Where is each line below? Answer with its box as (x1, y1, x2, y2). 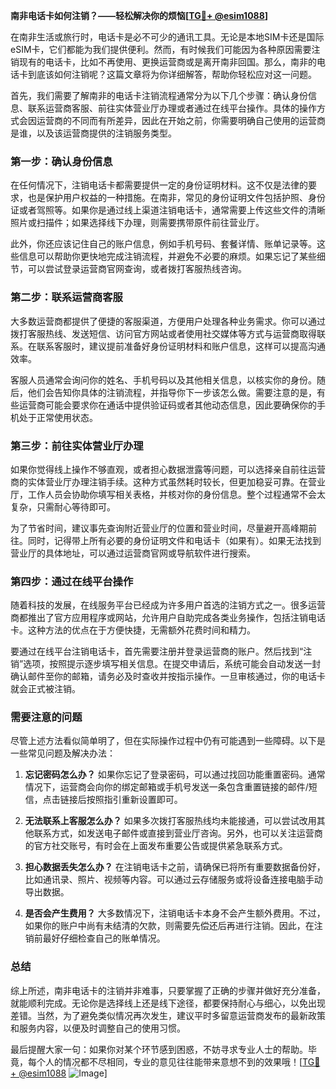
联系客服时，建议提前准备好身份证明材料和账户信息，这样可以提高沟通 (36, 340, 326, 352)
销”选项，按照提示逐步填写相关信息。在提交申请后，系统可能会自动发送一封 (10, 658, 322, 670)
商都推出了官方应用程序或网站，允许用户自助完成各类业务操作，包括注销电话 (10, 612, 326, 624)
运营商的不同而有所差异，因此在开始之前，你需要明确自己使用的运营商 (36, 115, 326, 126)
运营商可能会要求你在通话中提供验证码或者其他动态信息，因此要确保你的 (18, 399, 317, 411)
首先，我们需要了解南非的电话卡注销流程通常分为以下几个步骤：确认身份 (10, 90, 308, 101)
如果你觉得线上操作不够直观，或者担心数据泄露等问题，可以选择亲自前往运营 (10, 463, 326, 475)
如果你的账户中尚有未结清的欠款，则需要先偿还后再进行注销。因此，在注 (24, 920, 323, 932)
